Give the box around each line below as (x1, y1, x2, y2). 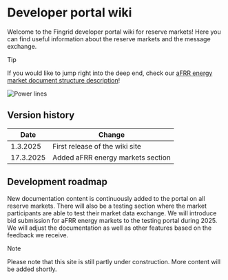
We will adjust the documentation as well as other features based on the (7, 224, 212, 232)
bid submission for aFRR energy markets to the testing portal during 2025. (7, 216, 218, 224)
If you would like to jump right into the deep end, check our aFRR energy (7, 69, 213, 77)
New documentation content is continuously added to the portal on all (7, 194, 205, 202)
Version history (7, 109, 75, 121)
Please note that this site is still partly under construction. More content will (7, 257, 221, 266)
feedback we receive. (7, 230, 69, 239)
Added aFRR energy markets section (52, 153, 171, 162)
